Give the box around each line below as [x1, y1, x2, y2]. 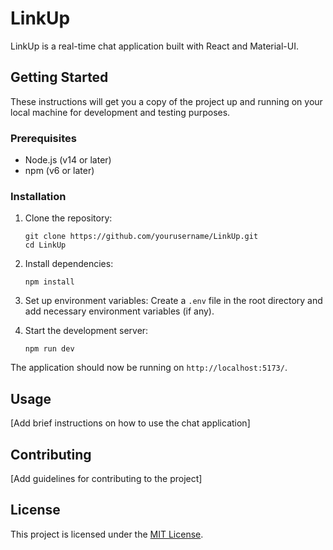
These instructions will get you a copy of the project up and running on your [10, 95, 323, 107]
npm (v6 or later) [24, 165, 95, 177]
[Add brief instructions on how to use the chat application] [10, 417, 251, 429]
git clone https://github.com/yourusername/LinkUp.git [24, 232, 259, 242]
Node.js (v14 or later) [24, 154, 112, 166]
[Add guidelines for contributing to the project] [10, 472, 203, 484]
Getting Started [10, 69, 109, 86]
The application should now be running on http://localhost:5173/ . [10, 362, 288, 374]
